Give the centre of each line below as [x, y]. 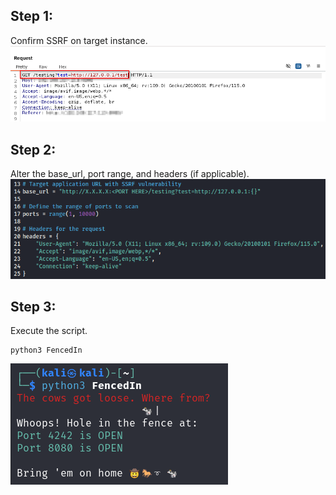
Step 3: [33, 307]
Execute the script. [49, 331]
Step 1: [32, 16]
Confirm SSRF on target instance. [79, 40]
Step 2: [33, 149]
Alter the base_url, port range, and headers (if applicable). [130, 174]
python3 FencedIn [46, 350]
